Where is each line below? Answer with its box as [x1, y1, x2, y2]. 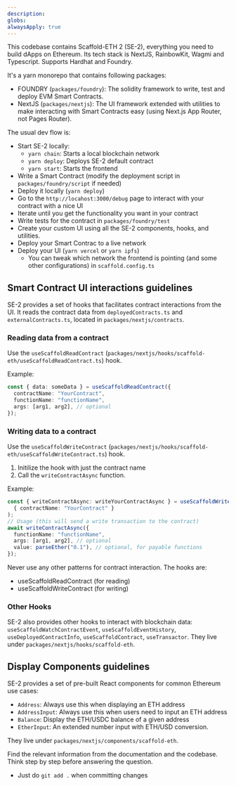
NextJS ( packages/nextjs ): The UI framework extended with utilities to [17, 100, 221, 108]
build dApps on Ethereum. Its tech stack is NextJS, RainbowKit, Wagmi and [7, 50, 225, 58]
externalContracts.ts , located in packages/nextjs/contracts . [7, 316, 185, 324]
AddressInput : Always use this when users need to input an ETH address [17, 708, 228, 716]
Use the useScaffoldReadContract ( [7, 349, 108, 357]
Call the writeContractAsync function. [17, 471, 126, 479]
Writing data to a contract [7, 426, 97, 436]
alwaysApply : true [7, 23, 61, 30]
